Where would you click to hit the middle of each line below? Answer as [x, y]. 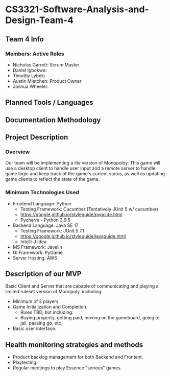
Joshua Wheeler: [31, 86]
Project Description [37, 137]
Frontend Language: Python [42, 203]
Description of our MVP [43, 274]
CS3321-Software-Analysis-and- [77, 9]
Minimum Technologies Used [42, 193]
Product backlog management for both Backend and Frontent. [78, 357]
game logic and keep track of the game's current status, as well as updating [85, 174]
